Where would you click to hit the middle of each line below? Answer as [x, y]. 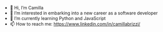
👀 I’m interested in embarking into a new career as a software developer [84, 13]
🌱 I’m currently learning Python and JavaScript [58, 18]
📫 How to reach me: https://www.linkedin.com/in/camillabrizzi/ [75, 24]
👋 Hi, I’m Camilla [27, 8]
